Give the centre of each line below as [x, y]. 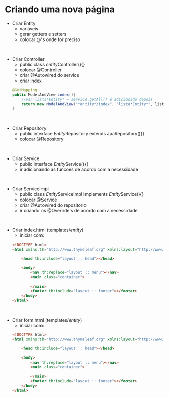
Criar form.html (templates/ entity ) [47, 320]
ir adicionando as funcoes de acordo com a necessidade [79, 169]
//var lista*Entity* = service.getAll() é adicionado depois [87, 99]
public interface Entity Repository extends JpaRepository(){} [82, 134]
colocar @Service [38, 200]
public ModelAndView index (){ [44, 95]
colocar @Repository [41, 139]
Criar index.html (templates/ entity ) [48, 230]
